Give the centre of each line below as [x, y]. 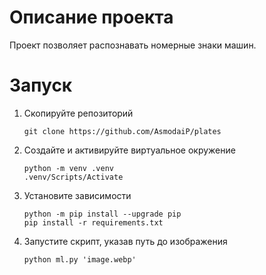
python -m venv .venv [68, 168]
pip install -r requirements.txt [93, 222]
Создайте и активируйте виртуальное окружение [129, 150]
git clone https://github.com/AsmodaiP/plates [122, 131]
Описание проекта [91, 17]
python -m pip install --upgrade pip [102, 214]
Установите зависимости [77, 195]
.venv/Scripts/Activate [73, 177]
